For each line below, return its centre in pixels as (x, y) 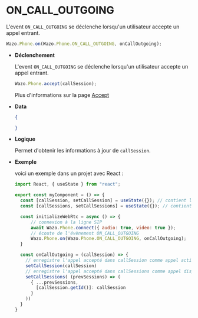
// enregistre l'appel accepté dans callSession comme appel (102, 261)
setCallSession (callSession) (61, 266)
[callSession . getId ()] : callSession (81, 288)
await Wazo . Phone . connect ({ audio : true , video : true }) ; (103, 228)
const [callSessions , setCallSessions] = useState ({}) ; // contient (106, 206)
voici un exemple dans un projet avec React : (69, 173)
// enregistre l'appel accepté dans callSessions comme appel (103, 271)
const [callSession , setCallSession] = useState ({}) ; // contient (103, 201)
